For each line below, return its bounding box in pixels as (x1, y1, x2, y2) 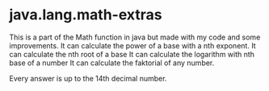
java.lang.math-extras (9, 6, 162, 24)
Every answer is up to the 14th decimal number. (9, 73, 167, 83)
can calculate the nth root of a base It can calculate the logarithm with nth (9, 49, 255, 59)
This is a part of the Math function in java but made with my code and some (9, 32, 261, 42)
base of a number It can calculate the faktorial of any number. (9, 58, 215, 68)
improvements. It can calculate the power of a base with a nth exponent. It (9, 40, 257, 50)
